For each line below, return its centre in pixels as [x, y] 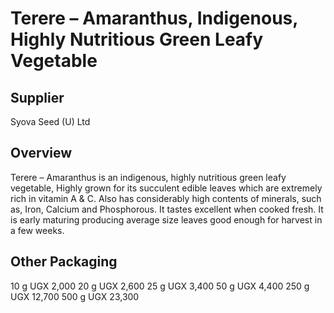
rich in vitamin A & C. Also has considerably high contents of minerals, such [166, 198]
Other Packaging [64, 262]
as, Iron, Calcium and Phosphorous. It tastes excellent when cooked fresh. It [167, 209]
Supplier [37, 97]
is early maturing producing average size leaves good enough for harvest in [166, 219]
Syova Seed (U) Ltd [50, 121]
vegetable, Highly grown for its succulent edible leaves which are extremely [166, 188]
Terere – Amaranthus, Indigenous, [154, 18]
